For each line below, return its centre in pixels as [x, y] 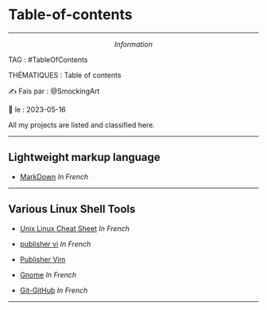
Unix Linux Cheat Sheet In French [74, 228]
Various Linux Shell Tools [72, 209]
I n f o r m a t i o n [133, 44]
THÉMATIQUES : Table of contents [65, 75]
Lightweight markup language [84, 157]
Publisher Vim [43, 259]
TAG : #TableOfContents [48, 59]
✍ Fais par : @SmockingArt [54, 91]
